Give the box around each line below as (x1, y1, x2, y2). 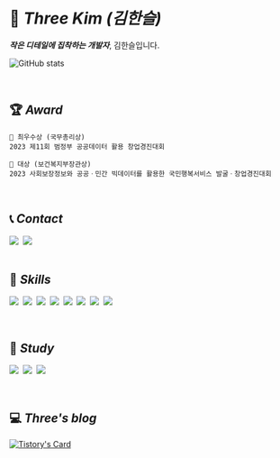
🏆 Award (9, 103, 63, 118)
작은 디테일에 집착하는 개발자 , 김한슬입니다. (9, 40, 160, 50)
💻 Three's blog (9, 410, 97, 426)
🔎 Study (9, 340, 55, 356)
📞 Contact (9, 211, 63, 226)
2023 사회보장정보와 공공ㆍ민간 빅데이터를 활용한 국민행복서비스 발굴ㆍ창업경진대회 (9, 169, 272, 179)
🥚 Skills (9, 271, 51, 287)
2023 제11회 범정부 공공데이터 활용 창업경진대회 (9, 142, 165, 151)
